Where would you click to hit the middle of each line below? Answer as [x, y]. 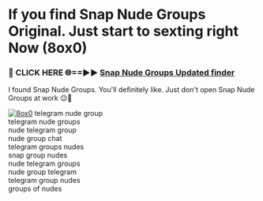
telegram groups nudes [46, 147]
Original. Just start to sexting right [124, 31]
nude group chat [35, 139]
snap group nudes [38, 155]
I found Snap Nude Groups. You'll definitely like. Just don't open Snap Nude [131, 90]
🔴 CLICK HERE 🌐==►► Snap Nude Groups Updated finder [122, 73]
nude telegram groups [44, 164]
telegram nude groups [44, 122]
